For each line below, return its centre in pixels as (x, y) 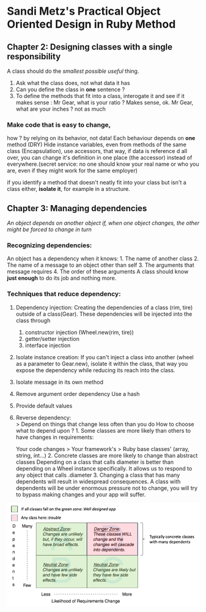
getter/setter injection (52, 338)
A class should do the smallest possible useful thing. (73, 71)
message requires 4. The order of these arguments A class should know (98, 272)
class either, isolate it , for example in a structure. (68, 189)
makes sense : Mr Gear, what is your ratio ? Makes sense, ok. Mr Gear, (105, 103)
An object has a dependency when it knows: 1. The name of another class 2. (103, 259)
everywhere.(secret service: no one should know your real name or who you (103, 164)
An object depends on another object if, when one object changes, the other (103, 223)
